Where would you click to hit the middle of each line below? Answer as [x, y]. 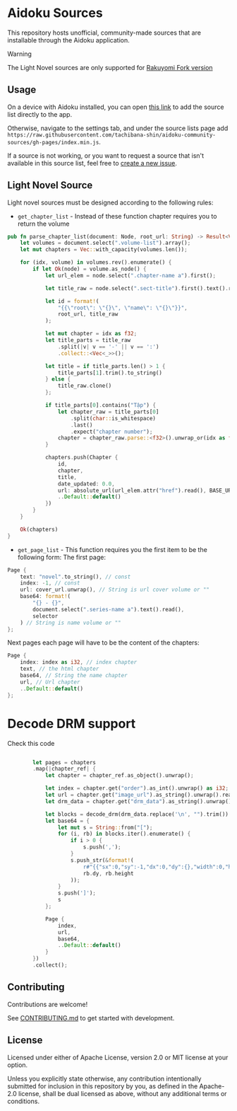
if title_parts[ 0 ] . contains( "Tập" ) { [101, 405]
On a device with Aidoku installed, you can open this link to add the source [116, 107]
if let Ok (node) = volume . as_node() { [90, 269]
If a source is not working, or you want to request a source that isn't [106, 155]
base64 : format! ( [45, 597]
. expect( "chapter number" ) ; [111, 432]
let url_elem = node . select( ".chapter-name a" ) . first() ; [130, 275]
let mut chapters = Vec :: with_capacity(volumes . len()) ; [104, 250]
